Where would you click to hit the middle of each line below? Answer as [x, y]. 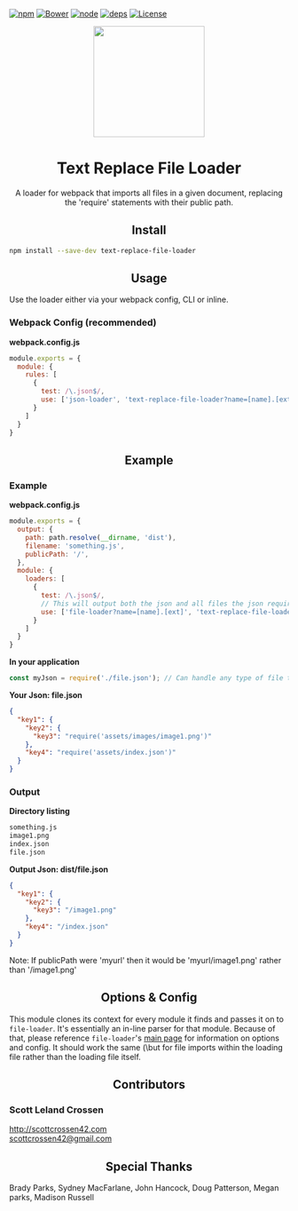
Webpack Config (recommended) [83, 322]
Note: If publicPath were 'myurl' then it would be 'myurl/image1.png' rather [145, 960]
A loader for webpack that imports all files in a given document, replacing [149, 193]
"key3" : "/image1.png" [74, 910]
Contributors [149, 1084]
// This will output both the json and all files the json [153, 604]
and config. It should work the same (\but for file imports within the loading [146, 1047]
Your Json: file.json [46, 695]
